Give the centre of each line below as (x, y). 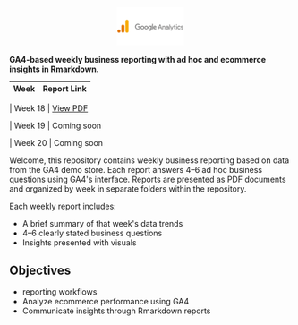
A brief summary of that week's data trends (102, 223)
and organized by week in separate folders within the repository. (128, 188)
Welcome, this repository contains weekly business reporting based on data (149, 160)
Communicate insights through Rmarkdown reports (116, 311)
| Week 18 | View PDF (49, 108)
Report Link (64, 89)
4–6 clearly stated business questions (92, 233)
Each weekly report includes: (63, 206)
